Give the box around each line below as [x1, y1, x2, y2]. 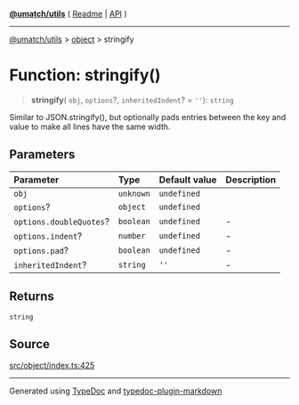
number [117, 231, 146, 240]
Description [225, 174, 277, 186]
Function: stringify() [9, 65, 162, 85]
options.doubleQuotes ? [13, 215, 109, 227]
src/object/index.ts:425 [9, 360, 95, 371]
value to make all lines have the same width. [9, 121, 171, 132]
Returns [9, 289, 55, 304]
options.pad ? [13, 244, 69, 256]
